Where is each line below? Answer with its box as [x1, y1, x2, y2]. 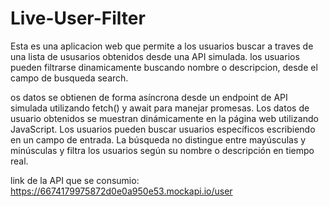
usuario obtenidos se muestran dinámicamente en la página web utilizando [10, 112, 319, 124]
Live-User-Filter [10, 7, 146, 30]
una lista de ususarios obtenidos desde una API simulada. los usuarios [10, 50, 300, 62]
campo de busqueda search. [10, 72, 129, 84]
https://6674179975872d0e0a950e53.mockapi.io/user [10, 185, 233, 197]
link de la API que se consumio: [10, 174, 140, 186]
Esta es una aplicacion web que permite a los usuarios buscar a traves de [10, 40, 314, 52]
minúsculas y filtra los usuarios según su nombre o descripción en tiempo [10, 144, 315, 156]
